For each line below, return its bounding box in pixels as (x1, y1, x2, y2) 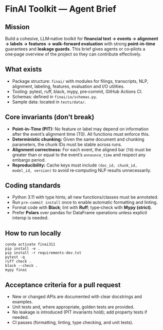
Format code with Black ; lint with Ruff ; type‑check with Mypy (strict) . (12, 204, 152, 210)
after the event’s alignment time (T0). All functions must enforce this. (12, 131, 150, 137)
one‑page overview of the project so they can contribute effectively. (5, 51, 142, 57)
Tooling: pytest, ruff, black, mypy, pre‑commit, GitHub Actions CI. (12, 89, 143, 94)
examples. (12, 299, 33, 305)
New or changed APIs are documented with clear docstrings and (12, 293, 142, 300)
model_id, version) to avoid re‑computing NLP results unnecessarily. (12, 167, 152, 173)
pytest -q (5, 255, 25, 260)
